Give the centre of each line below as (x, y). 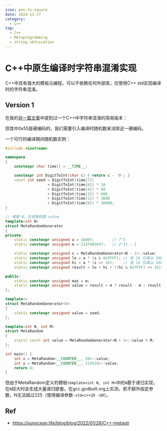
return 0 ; (24, 368)
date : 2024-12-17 (23, 14)
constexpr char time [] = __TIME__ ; (51, 167)
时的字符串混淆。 (23, 89)
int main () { (19, 354)
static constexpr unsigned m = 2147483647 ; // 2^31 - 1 (75, 245)
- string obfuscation (32, 42)
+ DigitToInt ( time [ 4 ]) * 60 (77, 189)
